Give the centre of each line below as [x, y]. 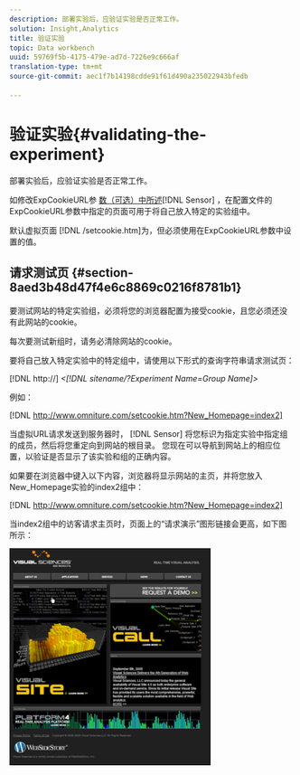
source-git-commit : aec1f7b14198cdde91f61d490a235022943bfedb [129, 77]
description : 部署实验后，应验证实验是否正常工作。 [96, 19]
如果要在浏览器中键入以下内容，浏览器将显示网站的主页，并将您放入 [136, 476]
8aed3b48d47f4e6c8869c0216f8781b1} [126, 288]
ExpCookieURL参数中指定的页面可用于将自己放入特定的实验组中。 [132, 211]
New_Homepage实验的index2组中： [77, 487]
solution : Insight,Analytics [64, 28]
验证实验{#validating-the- [108, 134]
